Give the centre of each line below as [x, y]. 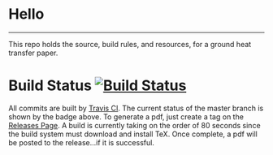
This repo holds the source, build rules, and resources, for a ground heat [130, 44]
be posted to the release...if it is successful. [81, 142]
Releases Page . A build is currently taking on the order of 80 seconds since [135, 125]
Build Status [50, 86]
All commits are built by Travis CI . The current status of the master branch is [136, 108]
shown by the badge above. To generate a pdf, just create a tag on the [126, 116]
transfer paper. [33, 53]
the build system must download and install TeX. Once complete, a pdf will [133, 134]
